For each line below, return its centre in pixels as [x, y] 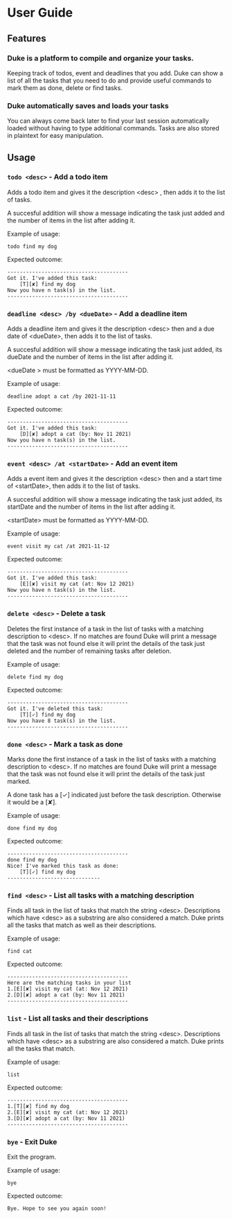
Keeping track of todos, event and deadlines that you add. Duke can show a [115, 73]
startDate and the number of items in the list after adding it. [91, 507]
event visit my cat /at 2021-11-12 [59, 546]
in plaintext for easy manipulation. [55, 136]
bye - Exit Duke [32, 1141]
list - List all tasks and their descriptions [78, 1019]
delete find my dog [35, 677]
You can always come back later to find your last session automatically [108, 121]
